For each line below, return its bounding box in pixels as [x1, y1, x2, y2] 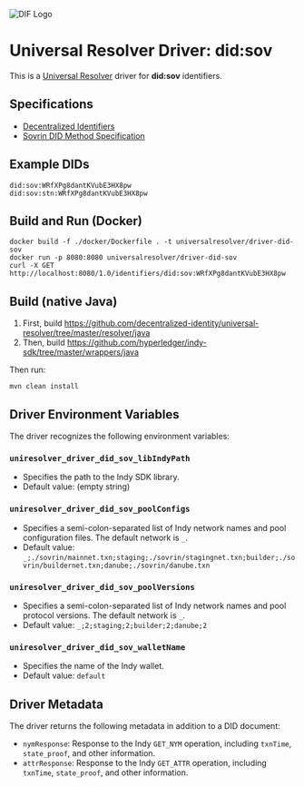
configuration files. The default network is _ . [22, 532, 189, 543]
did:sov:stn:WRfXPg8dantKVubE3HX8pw [9, 189, 148, 198]
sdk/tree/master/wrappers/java [22, 347, 139, 358]
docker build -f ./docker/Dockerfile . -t [9, 237, 172, 247]
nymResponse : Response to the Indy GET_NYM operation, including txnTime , [22, 738, 292, 749]
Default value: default [22, 670, 106, 681]
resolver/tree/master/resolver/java [22, 328, 151, 339]
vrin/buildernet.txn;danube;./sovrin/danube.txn [22, 561, 211, 570]
